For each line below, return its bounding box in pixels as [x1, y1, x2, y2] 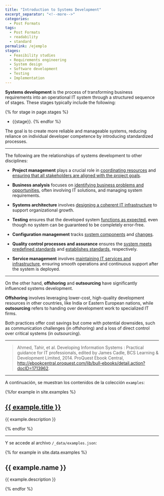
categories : [5, 16, 29, 21]
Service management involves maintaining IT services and [12, 256, 131, 261]
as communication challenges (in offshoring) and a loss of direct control [5, 325, 150, 331]
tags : [5, 26, 16, 30]
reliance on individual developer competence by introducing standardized [5, 133, 153, 139]
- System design [9, 62, 42, 67]
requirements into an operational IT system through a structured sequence [5, 94, 155, 100]
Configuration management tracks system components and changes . [12, 231, 154, 237]
